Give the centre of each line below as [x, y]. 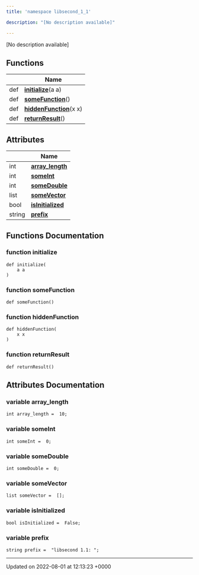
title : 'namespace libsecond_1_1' [49, 12]
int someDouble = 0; [33, 468]
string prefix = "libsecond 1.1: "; [53, 550]
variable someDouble [38, 456]
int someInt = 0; [29, 441]
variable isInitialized [36, 510]
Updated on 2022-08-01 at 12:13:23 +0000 [59, 566]
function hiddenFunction [42, 317]
